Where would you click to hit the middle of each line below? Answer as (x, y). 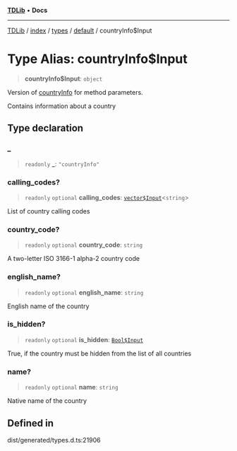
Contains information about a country (62, 106)
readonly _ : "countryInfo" (62, 164)
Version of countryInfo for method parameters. (75, 92)
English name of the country (48, 306)
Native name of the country (47, 401)
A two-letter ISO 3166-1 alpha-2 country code (73, 259)
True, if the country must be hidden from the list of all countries (99, 353)
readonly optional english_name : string (84, 292)
